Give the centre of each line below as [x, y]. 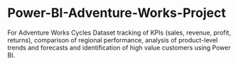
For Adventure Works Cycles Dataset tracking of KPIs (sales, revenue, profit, [119, 32]
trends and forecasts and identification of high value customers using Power [119, 47]
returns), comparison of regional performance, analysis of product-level [113, 40]
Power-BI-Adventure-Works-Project [117, 13]
